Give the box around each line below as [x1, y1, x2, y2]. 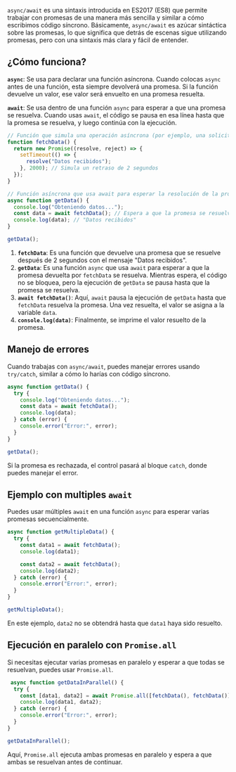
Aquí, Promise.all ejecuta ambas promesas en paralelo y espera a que [7, 750, 212, 759]
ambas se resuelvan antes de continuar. [7, 757, 123, 766]
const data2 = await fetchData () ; [20, 560, 121, 568]
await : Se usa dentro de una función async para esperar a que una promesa [7, 103, 226, 112]
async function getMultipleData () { [7, 529, 114, 536]
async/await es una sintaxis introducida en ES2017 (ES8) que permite [7, 6, 208, 14]
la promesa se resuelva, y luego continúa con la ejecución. [7, 118, 177, 127]
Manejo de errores [7, 344, 90, 356]
